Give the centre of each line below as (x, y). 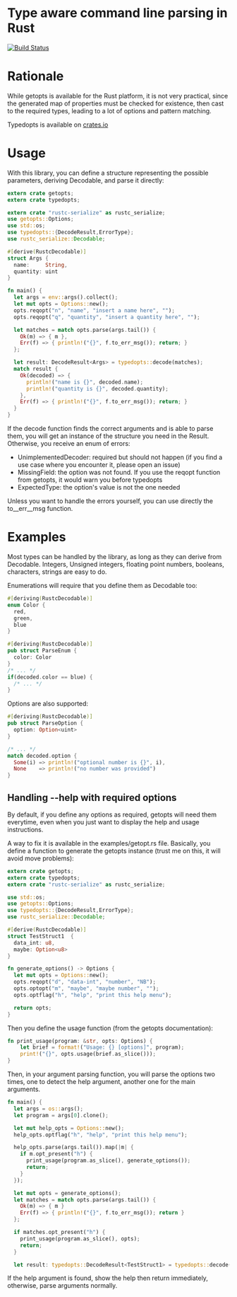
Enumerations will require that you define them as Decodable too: (102, 586)
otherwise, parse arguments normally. (62, 1286)
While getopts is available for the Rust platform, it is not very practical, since (118, 96)
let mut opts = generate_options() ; (67, 1193)
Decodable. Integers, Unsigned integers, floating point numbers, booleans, (116, 564)
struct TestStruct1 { (41, 936)
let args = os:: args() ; (48, 1109)
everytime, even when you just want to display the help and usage (103, 822)
